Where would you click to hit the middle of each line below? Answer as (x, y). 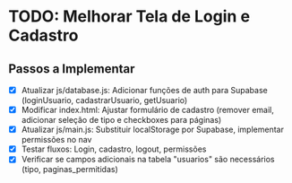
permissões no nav (56, 140)
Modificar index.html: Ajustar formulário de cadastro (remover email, (148, 110)
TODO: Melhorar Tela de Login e (129, 17)
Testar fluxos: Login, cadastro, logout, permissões (114, 149)
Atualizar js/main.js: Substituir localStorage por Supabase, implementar (152, 130)
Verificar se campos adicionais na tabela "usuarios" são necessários (148, 160)
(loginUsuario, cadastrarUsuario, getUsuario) (104, 100)
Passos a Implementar (72, 69)
